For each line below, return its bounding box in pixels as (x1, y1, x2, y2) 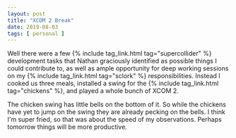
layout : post (7, 10, 46, 18)
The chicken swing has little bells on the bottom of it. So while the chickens (7, 100, 226, 109)
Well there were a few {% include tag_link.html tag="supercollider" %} (7, 49, 212, 58)
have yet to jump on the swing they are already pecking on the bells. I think (7, 108, 226, 116)
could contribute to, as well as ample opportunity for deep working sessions (7, 64, 229, 73)
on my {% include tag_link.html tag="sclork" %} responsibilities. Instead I (7, 72, 220, 80)
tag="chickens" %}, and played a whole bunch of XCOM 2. (7, 87, 179, 95)
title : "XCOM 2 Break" (7, 17, 74, 24)
